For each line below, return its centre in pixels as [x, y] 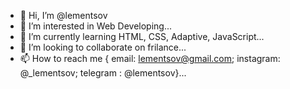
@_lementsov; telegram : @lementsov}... [103, 73]
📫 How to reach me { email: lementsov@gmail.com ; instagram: [150, 58]
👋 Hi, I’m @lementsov [63, 15]
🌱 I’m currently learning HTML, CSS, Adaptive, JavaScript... [142, 36]
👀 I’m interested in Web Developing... [96, 26]
